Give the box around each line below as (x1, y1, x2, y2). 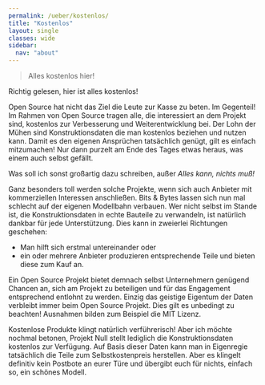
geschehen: (8, 227, 48, 237)
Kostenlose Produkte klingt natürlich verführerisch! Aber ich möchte (8, 325, 232, 334)
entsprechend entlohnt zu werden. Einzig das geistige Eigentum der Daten (8, 292, 254, 302)
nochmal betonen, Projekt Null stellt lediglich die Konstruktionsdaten (8, 334, 234, 342)
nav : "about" (15, 49, 59, 57)
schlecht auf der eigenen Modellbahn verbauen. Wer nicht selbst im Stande (8, 201, 258, 211)
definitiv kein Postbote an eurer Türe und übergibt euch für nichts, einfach (8, 359, 253, 368)
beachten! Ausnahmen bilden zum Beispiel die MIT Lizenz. (8, 310, 202, 318)
